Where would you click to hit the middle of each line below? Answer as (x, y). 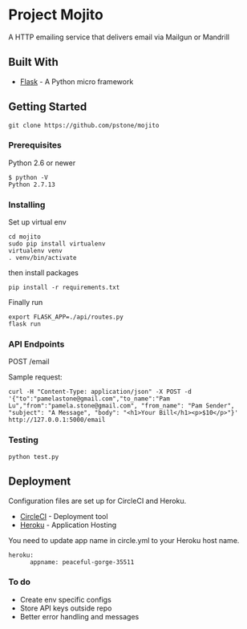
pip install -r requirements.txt (64, 288)
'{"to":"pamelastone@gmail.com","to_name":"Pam (89, 399)
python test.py (34, 457)
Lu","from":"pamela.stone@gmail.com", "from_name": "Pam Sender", (121, 406)
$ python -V (28, 177)
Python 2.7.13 (32, 185)
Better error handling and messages (79, 616)
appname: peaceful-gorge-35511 (82, 562)
